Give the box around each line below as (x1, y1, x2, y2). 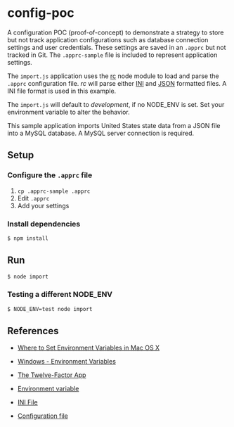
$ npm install (7, 234, 49, 242)
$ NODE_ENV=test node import (7, 305, 93, 312)
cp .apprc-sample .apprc (17, 188, 91, 195)
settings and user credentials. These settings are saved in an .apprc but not (7, 43, 226, 51)
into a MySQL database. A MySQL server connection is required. (7, 129, 195, 137)
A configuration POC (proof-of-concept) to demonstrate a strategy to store (7, 28, 224, 37)
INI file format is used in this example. (7, 87, 117, 95)
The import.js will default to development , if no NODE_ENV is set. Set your (7, 100, 225, 108)
